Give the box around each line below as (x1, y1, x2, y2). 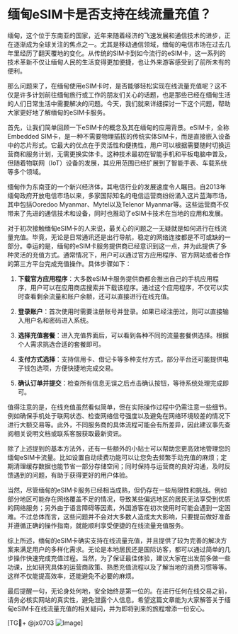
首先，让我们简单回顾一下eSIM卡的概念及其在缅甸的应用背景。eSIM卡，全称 (7, 123, 230, 132)
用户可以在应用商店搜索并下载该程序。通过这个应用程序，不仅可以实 (30, 283, 229, 292)
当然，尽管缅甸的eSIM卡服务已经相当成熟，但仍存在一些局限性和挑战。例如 (7, 485, 227, 494)
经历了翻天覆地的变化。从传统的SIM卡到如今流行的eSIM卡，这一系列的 (19, 49, 226, 57)
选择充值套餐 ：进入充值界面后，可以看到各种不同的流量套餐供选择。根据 (17, 330, 229, 340)
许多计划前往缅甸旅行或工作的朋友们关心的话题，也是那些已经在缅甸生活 (19, 90, 231, 99)
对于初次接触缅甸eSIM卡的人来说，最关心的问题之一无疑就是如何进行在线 (7, 224, 221, 232)
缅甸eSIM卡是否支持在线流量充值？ (7, 6, 212, 23)
